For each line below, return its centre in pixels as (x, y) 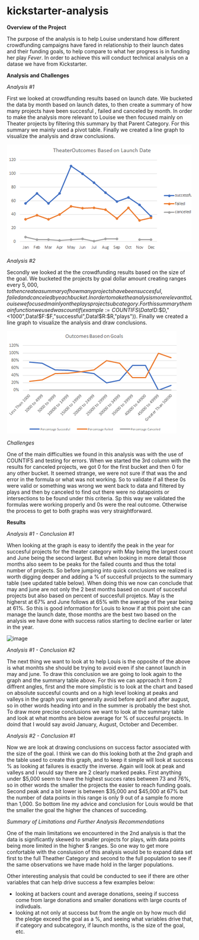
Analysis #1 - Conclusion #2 (41, 650)
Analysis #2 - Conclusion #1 (41, 736)
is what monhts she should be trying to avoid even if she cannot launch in (97, 668)
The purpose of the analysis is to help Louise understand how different (93, 38)
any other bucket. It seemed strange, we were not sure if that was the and (97, 473)
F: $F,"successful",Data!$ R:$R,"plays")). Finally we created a (115, 316)
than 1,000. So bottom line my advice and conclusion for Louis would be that (100, 804)
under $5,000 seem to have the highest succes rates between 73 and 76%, (99, 778)
